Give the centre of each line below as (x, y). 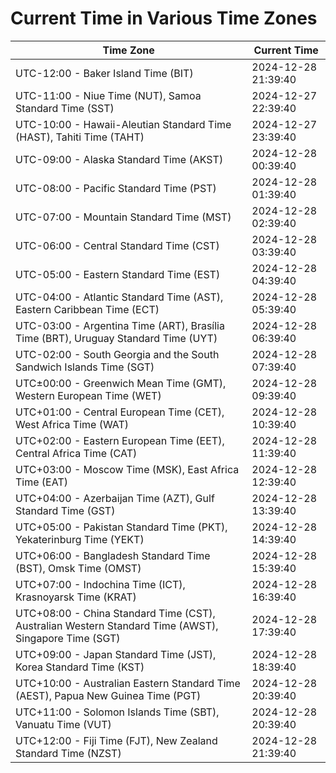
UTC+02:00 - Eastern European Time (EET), (120, 440)
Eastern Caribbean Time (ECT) (87, 309)
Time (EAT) (41, 482)
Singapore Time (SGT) (68, 638)
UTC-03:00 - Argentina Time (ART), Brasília (120, 325)
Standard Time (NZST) (68, 753)
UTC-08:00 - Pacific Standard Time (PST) (116, 188)
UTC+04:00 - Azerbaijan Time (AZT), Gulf (115, 498)
